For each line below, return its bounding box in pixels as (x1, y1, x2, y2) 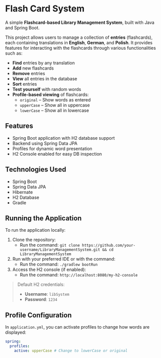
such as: (5, 50, 23, 56)
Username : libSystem (24, 291, 70, 297)
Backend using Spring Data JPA (12, 140, 78, 146)
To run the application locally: (5, 227, 66, 233)
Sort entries (12, 81, 37, 87)
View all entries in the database (12, 76, 78, 82)
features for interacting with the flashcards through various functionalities (5, 45, 156, 51)
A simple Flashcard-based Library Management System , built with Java (5, 19, 155, 25)
